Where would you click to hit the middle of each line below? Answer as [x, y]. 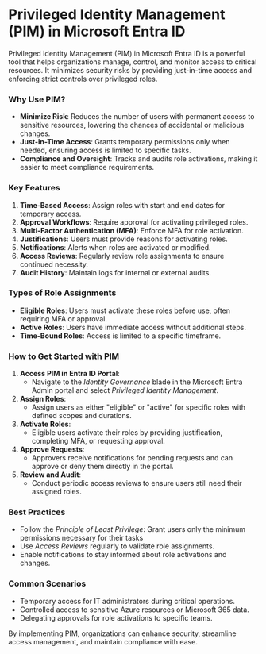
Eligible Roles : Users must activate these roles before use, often [125, 310]
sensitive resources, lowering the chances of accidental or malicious [132, 125]
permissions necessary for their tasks [81, 538]
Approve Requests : [52, 449]
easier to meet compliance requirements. [87, 167]
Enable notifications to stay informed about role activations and [123, 555]
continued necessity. [54, 264]
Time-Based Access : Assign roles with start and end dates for [122, 205]
